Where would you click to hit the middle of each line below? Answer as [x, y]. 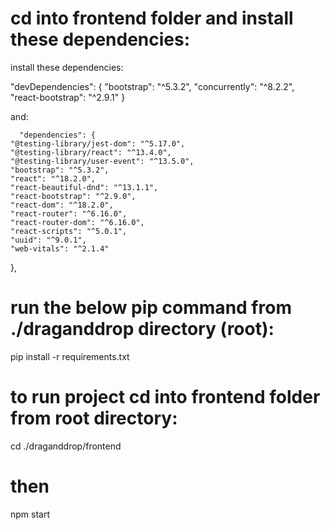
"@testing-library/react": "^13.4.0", [91, 152]
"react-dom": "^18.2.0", [62, 205]
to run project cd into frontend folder [165, 397]
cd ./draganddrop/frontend [66, 446]
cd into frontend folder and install [152, 18]
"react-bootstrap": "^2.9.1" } [68, 97]
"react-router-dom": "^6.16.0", [77, 222]
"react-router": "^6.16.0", [69, 213]
